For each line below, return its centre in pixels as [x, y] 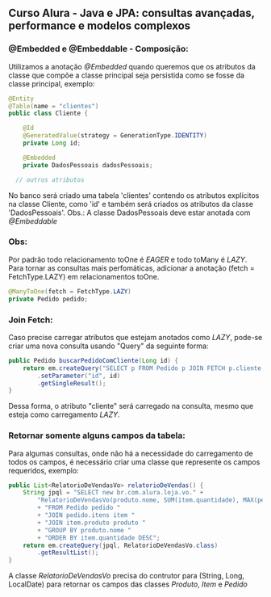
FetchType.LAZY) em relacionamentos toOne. [84, 276]
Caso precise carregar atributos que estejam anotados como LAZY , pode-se [135, 337]
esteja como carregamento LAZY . [64, 414]
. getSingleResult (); [72, 383]
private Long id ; [52, 143]
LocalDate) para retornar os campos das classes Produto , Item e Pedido [128, 584]
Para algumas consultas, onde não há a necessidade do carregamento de [131, 453]
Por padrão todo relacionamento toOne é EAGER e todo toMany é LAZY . [128, 259]
